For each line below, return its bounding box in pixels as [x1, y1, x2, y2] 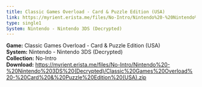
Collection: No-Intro [6, 55, 57, 62]
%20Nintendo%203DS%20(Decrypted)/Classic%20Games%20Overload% [6, 67, 193, 75]
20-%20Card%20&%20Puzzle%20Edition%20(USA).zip [6, 74, 147, 81]
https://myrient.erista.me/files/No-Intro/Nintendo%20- [35, 61, 170, 68]
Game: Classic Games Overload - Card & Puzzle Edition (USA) [6, 42, 161, 49]
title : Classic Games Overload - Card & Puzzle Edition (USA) [6, 8, 165, 15]
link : [6, 14, 20, 20]
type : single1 [6, 20, 42, 26]
